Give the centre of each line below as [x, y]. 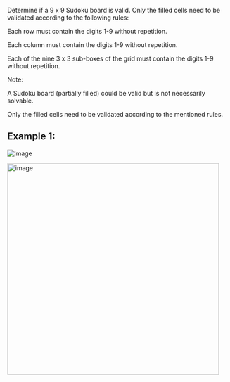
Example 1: [31, 136]
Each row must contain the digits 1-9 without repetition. [87, 31]
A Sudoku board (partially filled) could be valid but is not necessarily [106, 93]
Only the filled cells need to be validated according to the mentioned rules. [115, 114]
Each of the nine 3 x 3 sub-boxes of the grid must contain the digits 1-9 [110, 58]
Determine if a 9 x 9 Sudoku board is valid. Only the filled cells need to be [114, 10]
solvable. [20, 101]
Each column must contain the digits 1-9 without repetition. [92, 45]
